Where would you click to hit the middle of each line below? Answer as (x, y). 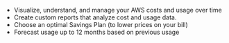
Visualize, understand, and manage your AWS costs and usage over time (118, 10)
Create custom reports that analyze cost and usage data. (95, 17)
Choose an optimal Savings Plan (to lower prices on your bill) (101, 25)
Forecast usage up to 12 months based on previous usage (96, 32)
